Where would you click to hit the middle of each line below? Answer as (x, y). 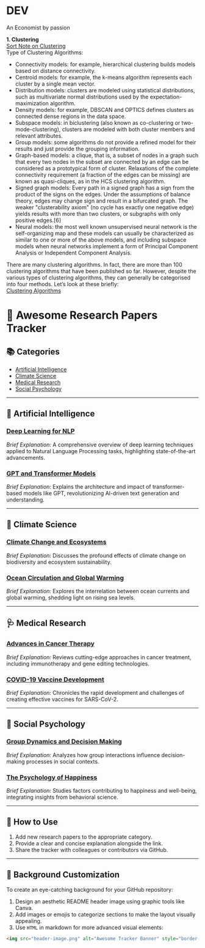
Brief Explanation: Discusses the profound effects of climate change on (96, 555)
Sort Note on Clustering (36, 46)
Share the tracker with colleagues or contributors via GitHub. (92, 850)
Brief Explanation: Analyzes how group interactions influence (83, 755)
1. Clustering (23, 39)
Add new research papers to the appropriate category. (84, 837)
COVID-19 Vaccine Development (56, 680)
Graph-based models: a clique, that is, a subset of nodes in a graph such (107, 155)
